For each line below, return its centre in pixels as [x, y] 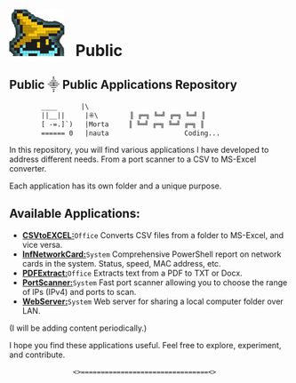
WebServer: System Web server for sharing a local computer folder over [153, 301]
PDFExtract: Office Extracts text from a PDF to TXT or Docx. [132, 273]
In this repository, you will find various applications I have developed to [139, 150]
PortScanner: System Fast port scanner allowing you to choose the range [155, 282]
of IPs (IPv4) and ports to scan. [79, 291]
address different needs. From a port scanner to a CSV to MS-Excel [133, 159]
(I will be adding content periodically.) [78, 328]
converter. [28, 168]
